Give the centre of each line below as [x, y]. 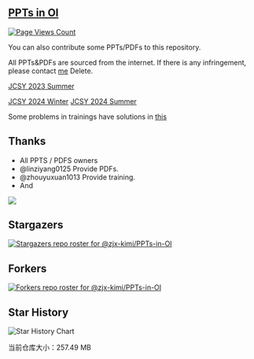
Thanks [27, 141]
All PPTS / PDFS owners [59, 160]
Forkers [28, 268]
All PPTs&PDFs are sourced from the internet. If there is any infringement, [127, 62]
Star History [39, 312]
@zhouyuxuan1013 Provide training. [77, 177]
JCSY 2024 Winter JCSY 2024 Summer [73, 101]
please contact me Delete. [51, 71]
